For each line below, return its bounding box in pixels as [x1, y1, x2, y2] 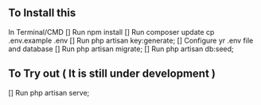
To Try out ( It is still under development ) [8, 67, 216, 81]
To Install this [8, 6, 76, 20]
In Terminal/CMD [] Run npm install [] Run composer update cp [8, 27, 215, 36]
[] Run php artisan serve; [8, 88, 90, 97]
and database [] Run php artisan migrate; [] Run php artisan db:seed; [8, 43, 235, 54]
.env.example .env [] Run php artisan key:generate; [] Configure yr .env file [8, 36, 254, 45]
